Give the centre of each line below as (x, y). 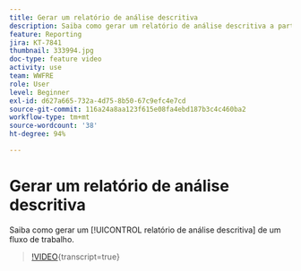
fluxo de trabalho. (42, 239)
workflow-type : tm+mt (50, 117)
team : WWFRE (31, 76)
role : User (30, 84)
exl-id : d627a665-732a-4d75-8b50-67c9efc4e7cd (98, 101)
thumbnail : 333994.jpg (52, 51)
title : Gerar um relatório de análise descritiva (104, 17)
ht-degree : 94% (38, 134)
